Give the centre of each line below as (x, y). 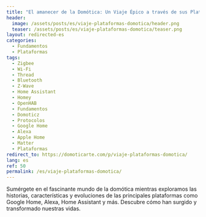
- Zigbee (23, 63)
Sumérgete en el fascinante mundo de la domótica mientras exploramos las (102, 189)
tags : (13, 58)
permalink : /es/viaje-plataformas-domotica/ (64, 172)
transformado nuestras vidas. (44, 208)
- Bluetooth (27, 80)
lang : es (17, 160)
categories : (21, 40)
